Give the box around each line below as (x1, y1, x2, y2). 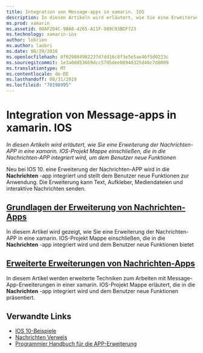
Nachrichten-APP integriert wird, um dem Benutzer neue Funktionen (6, 154, 176, 161)
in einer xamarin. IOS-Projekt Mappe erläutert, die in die (56, 281, 196, 288)
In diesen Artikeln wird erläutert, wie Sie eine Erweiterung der (6, 140, 159, 148)
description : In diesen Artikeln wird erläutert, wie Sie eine (6, 15, 169, 21)
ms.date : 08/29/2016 (6, 48, 59, 54)
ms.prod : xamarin (6, 20, 50, 26)
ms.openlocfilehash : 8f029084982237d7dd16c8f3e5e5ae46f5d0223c (6, 54, 169, 60)
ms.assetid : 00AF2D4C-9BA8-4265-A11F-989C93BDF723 (6, 25, 137, 32)
